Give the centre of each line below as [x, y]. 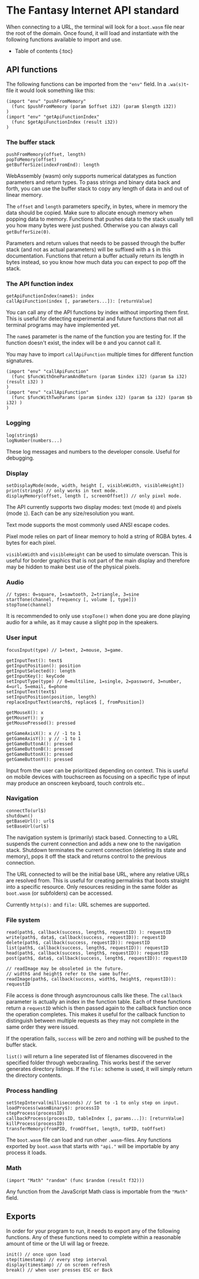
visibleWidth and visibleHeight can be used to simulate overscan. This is [97, 554]
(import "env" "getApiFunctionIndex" [53, 117]
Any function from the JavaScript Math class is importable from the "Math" [97, 1191]
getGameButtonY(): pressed [40, 759]
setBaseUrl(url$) [28, 826]
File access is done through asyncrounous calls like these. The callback [94, 995]
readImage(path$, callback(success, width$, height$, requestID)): [91, 979]
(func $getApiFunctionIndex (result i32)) [65, 122]
